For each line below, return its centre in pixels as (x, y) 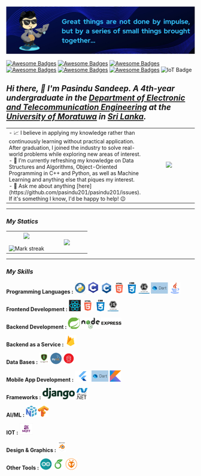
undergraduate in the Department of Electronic (96, 98)
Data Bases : (22, 362)
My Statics (22, 221)
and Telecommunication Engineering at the (89, 108)
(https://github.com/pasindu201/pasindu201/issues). (75, 192)
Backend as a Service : (35, 345)
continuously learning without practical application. (71, 141)
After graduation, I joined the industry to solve (65, 147)
